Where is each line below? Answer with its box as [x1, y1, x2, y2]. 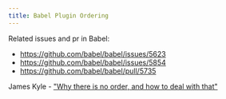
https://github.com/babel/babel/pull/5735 [19, 65, 157, 76]
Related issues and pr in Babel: [8, 34, 110, 43]
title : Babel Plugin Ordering [8, 11, 109, 20]
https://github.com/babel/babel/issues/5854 [19, 57, 166, 67]
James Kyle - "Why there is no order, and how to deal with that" [8, 81, 218, 91]
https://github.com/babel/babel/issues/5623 [19, 49, 166, 58]
